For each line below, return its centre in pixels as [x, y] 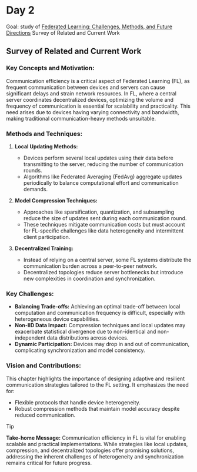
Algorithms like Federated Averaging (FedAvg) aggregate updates [103, 177]
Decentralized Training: [44, 248]
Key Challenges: [30, 294]
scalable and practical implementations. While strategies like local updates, [97, 444]
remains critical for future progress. [49, 463]
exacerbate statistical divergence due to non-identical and [85, 332]
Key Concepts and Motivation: [51, 68]
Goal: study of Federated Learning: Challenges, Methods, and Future [89, 26]
